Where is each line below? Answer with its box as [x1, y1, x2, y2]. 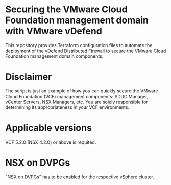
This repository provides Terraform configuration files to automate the [5, 42, 153, 48]
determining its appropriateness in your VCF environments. [5, 104, 129, 110]
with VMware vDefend [5, 26, 102, 37]
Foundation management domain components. [5, 53, 104, 59]
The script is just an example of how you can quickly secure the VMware [5, 88, 158, 94]
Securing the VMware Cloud [5, 4, 128, 15]
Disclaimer [5, 71, 52, 83]
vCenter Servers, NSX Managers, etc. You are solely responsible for [5, 99, 148, 105]
